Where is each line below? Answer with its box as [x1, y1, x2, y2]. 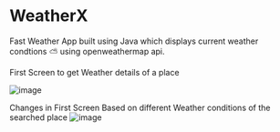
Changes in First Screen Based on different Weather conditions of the [9, 102, 271, 113]
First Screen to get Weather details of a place [9, 66, 180, 77]
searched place [9, 111, 68, 123]
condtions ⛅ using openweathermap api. [9, 46, 166, 56]
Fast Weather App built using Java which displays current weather [9, 36, 259, 46]
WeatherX [9, 5, 88, 26]
